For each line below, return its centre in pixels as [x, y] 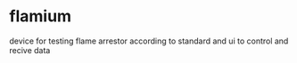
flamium [41, 16]
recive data [30, 50]
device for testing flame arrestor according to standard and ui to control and [149, 41]
